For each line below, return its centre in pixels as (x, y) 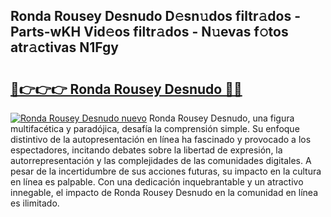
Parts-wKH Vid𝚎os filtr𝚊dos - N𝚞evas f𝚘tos (149, 32)
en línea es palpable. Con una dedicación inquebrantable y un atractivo (157, 182)
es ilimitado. (35, 203)
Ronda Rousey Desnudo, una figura (221, 118)
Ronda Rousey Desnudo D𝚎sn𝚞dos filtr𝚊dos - (155, 16)
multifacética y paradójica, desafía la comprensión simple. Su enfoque (155, 128)
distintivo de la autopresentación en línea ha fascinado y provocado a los (161, 139)
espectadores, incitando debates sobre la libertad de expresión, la (146, 150)
